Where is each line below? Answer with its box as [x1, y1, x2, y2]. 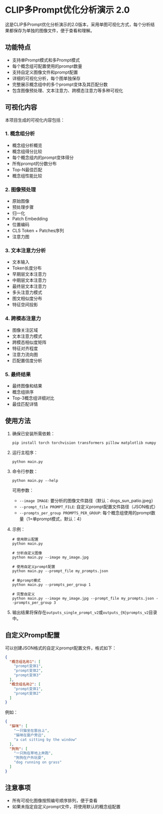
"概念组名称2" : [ [9, 681, 41, 687]
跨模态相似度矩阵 [12, 339, 47, 345]
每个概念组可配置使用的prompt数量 [12, 63, 83, 69]
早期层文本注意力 [12, 271, 47, 277]
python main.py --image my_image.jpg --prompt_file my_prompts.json [12, 596, 154, 601]
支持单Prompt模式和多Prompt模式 [12, 57, 80, 63]
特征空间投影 [12, 302, 38, 307]
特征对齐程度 [12, 345, 38, 351]
